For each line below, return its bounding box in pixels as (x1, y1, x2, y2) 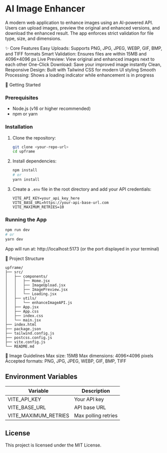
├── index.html (5, 322, 37, 327)
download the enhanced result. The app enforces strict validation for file (5, 30, 154, 36)
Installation (5, 123, 33, 130)
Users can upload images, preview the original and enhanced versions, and (5, 24, 160, 30)
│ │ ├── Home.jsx (5, 278, 50, 283)
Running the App (5, 216, 47, 223)
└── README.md (5, 343, 35, 349)
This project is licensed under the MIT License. (5, 442, 102, 448)
